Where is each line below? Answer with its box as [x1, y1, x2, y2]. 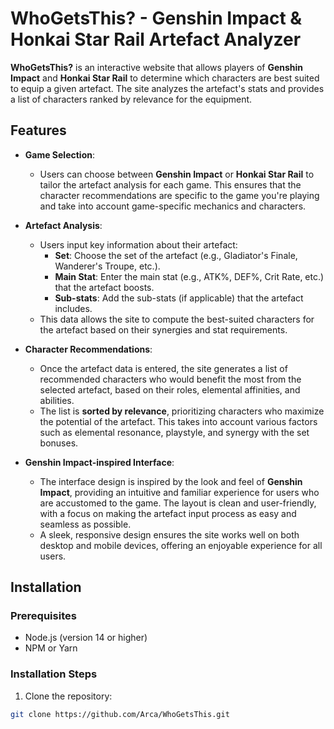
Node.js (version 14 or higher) [24, 632, 148, 644]
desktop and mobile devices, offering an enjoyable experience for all [39, 539, 323, 551]
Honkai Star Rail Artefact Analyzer [10, 28, 302, 51]
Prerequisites [10, 609, 77, 623]
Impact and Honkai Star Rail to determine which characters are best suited [10, 72, 320, 84]
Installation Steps [10, 667, 98, 681]
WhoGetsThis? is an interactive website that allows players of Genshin [10, 61, 304, 73]
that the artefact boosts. [54, 281, 155, 293]
